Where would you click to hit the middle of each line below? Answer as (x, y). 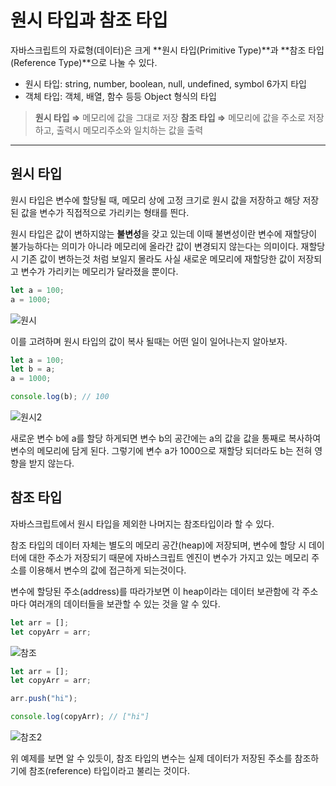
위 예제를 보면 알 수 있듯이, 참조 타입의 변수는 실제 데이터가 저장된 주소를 (151, 758)
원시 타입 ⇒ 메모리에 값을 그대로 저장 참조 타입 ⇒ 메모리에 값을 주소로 (170, 117)
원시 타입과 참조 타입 (89, 20)
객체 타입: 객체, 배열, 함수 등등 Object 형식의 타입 (120, 96)
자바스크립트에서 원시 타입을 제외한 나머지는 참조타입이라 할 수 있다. (142, 523)
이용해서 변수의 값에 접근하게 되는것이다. (107, 570)
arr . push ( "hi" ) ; (44, 699)
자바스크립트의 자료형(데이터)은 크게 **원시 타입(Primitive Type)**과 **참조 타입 (167, 50)
